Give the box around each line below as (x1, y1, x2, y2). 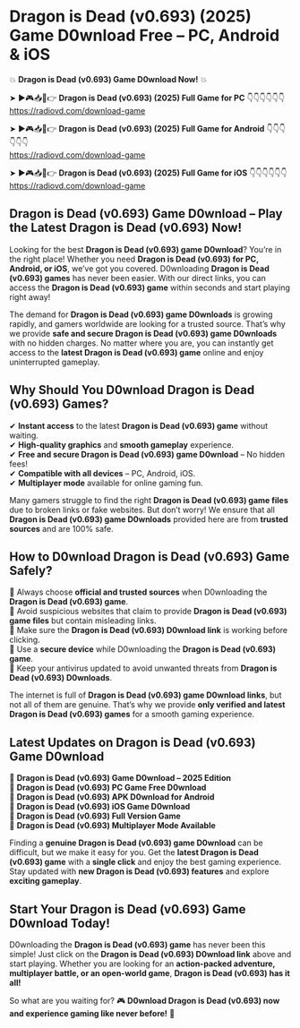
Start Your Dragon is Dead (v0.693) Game (9, 902, 246, 917)
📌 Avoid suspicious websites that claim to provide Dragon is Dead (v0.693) (9, 606, 287, 617)
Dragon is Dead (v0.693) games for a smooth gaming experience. (9, 709, 255, 720)
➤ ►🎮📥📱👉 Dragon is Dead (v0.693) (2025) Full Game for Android (9, 123, 265, 133)
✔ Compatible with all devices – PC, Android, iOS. (9, 467, 196, 478)
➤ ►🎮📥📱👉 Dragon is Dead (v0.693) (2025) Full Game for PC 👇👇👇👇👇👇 (9, 92, 285, 103)
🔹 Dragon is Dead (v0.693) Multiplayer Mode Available (9, 820, 217, 831)
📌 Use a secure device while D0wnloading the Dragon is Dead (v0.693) (9, 644, 276, 655)
